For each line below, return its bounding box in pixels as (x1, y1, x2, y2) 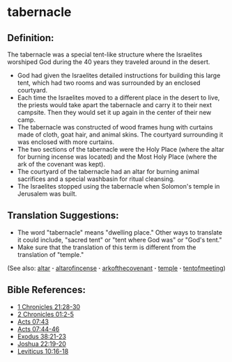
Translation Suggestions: (7, 210, 120, 221)
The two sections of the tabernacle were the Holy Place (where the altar (17, 145, 225, 153)
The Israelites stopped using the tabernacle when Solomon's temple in (17, 182, 220, 190)
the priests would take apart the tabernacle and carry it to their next (17, 101, 212, 109)
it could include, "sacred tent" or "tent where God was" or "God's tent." (17, 235, 222, 244)
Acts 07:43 (17, 317, 49, 326)
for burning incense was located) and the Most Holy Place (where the (17, 152, 217, 161)
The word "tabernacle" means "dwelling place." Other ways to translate (17, 228, 223, 237)
